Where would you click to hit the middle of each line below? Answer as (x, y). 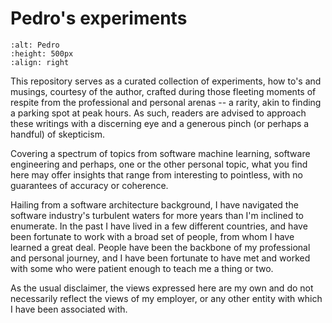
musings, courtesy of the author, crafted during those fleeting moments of (163, 91)
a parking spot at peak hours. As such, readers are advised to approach (158, 113)
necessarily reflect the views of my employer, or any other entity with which (166, 298)
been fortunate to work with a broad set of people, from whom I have (152, 236)
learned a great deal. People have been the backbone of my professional (160, 247)
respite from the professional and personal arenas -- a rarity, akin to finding (166, 102)
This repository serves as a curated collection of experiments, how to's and (166, 81)
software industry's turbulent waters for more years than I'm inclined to (157, 215)
